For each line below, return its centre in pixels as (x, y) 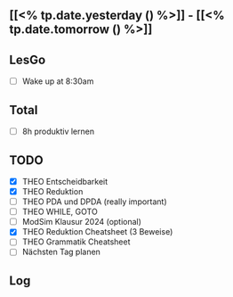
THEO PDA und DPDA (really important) (94, 202)
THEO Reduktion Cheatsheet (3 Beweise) (97, 232)
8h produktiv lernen (58, 132)
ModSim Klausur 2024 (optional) (82, 222)
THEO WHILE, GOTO (60, 212)
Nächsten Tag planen (61, 252)
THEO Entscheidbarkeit (65, 181)
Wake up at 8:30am (58, 81)
